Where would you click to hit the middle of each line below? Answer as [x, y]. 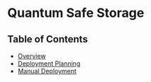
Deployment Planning [49, 64]
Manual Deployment [47, 71]
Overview [32, 56]
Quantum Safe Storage [76, 13]
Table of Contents [48, 39]
